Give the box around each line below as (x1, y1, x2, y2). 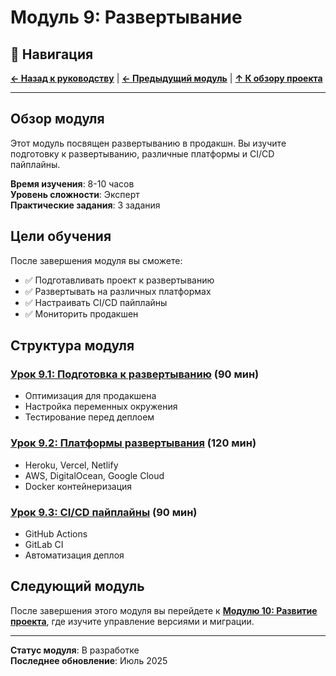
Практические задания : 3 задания (10, 199, 161, 211)
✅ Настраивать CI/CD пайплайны (24, 296, 168, 308)
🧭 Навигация (10, 46, 94, 63)
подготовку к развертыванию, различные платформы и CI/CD (10, 147, 275, 160)
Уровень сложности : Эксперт (10, 188, 140, 200)
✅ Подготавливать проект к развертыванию (24, 274, 215, 286)
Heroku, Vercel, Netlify (24, 459, 119, 471)
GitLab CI (24, 538, 64, 550)
